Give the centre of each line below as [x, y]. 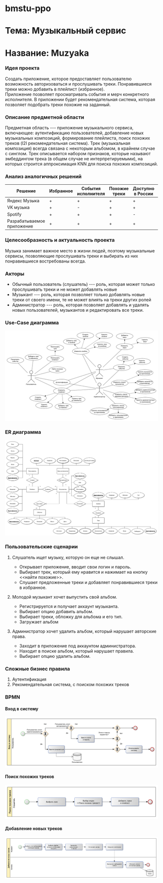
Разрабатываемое [26, 221]
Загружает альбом [39, 622]
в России [144, 194]
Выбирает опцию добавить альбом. [56, 611]
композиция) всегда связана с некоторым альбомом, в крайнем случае [80, 148]
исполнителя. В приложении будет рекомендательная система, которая [80, 99]
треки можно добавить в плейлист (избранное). [55, 89]
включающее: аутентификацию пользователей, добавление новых [74, 133]
